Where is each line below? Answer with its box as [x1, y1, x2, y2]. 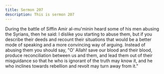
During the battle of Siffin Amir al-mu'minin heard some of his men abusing [5, 25, 160, 31]
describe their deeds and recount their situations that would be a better [5, 36, 152, 42]
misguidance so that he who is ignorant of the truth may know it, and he [5, 57, 153, 63]
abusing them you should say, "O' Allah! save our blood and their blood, [5, 47, 153, 53]
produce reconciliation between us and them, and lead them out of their [5, 52, 153, 58]
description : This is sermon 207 [5, 12, 75, 17]
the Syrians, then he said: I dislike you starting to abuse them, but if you [5, 31, 152, 37]
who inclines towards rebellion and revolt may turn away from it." [5, 63, 139, 69]
